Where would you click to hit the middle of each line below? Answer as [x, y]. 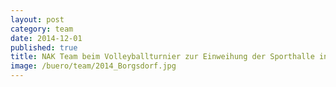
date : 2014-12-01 [46, 38]
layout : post [37, 19]
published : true [44, 47]
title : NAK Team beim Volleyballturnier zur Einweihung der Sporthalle [162, 57]
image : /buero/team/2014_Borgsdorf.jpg [93, 66]
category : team [42, 29]
